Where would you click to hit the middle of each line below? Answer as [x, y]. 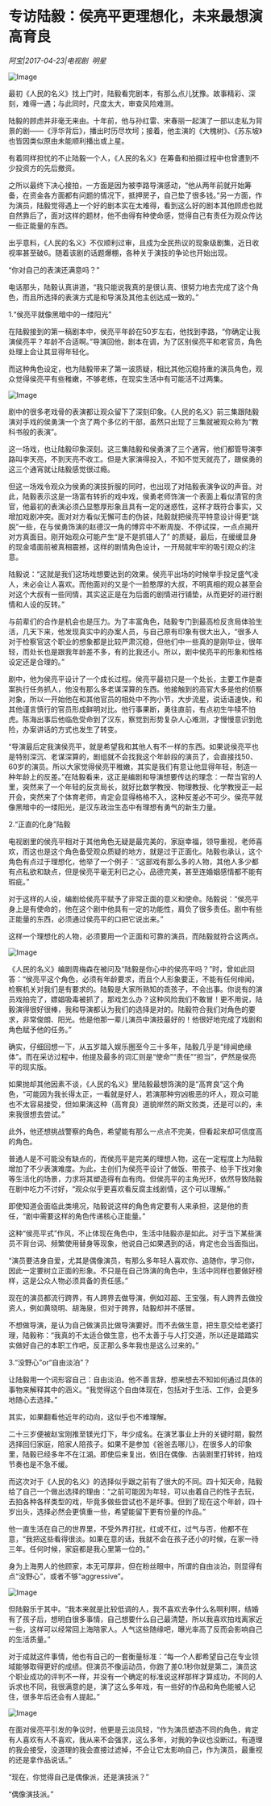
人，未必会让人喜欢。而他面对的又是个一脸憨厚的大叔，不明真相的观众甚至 [132, 584]
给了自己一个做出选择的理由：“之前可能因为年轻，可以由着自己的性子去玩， [134, 1491]
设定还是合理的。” [37, 662]
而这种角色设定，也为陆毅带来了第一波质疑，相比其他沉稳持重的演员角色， [132, 369]
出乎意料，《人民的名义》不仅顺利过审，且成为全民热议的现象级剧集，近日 [130, 242]
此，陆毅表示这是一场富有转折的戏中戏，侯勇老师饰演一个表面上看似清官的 [132, 496]
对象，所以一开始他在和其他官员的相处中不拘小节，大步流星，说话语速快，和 [135, 699]
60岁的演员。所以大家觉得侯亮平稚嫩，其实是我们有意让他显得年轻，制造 [129, 767]
